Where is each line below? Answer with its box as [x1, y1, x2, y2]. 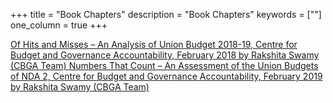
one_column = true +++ [10, 19, 108, 31]
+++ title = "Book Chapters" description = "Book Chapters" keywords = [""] [10, 9, 322, 20]
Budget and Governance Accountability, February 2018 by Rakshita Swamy [10, 49, 320, 61]
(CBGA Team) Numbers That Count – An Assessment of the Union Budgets [10, 60, 319, 71]
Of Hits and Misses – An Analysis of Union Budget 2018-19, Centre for [10, 39, 298, 50]
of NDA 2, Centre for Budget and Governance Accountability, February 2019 [10, 70, 323, 82]
